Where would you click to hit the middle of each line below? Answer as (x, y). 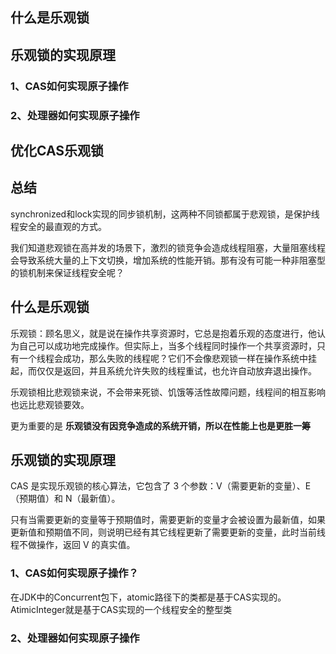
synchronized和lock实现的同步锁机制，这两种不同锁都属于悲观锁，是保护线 (165, 214)
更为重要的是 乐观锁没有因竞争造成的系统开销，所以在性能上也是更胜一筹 (160, 425)
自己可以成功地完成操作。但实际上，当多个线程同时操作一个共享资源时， (167, 345)
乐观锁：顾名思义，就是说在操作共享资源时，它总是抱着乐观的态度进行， (159, 333)
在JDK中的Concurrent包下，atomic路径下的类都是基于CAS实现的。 (148, 597)
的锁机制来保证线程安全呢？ (67, 272)
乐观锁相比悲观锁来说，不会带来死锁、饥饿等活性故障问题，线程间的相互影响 (168, 392)
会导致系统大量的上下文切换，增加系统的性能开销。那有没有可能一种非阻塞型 (168, 260)
